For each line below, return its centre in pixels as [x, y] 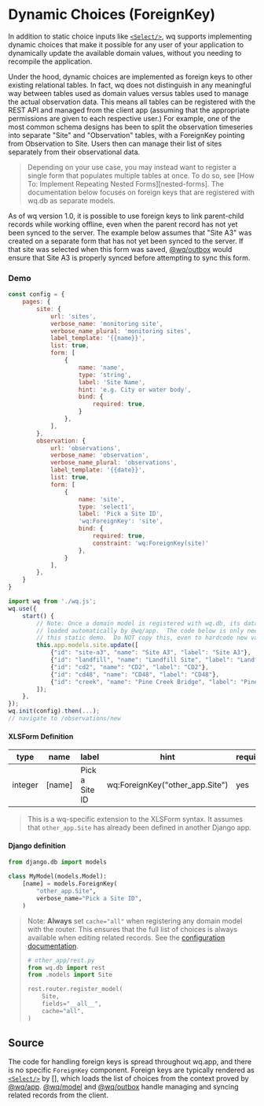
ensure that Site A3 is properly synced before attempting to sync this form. [129, 257]
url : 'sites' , [73, 316]
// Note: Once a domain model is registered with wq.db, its [139, 623]
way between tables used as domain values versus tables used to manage [128, 93]
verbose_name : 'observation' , [99, 455]
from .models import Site [70, 975]
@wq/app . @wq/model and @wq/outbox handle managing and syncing [123, 1087]
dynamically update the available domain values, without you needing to [125, 53]
